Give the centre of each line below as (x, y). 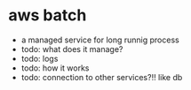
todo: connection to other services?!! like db (102, 77)
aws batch (48, 15)
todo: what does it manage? (72, 49)
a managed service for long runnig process (100, 40)
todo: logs (40, 58)
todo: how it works (55, 68)
